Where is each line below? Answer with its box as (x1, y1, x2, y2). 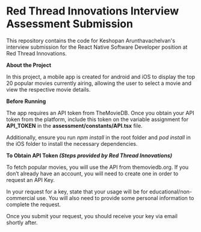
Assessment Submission (6, 17, 134, 31)
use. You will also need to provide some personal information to (36, 194, 194, 201)
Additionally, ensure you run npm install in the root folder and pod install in (6, 134, 191, 141)
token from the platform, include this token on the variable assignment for (6, 116, 188, 123)
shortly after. (6, 219, 38, 226)
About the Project (6, 61, 52, 69)
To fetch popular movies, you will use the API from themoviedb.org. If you (6, 163, 189, 171)
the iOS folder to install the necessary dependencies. (6, 140, 138, 147)
